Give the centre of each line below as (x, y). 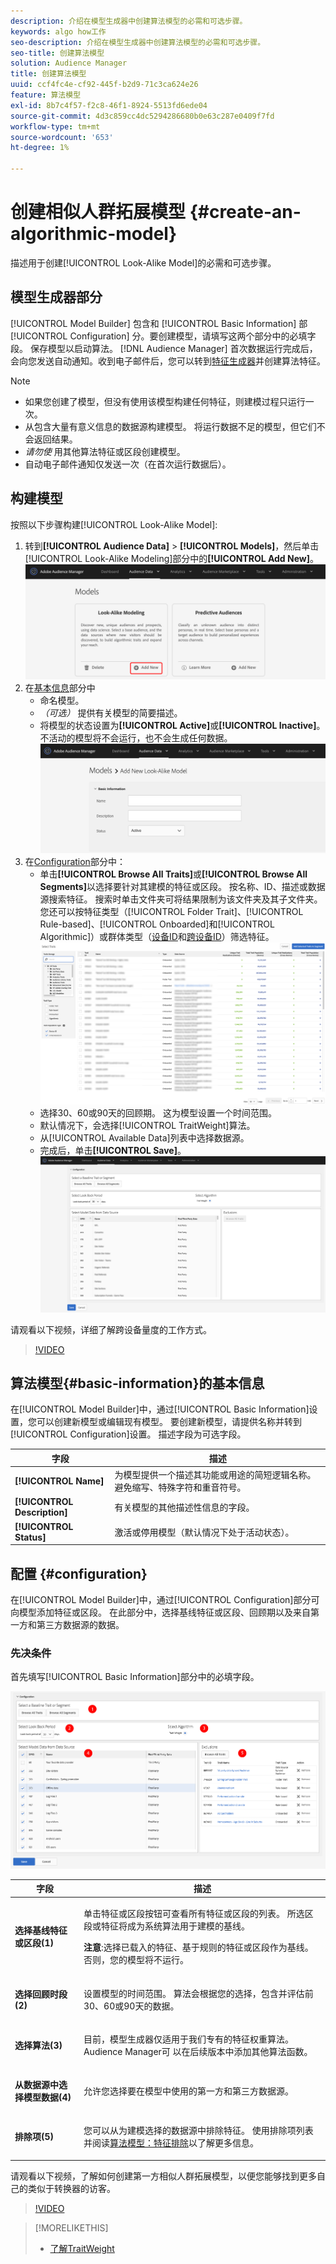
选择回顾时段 (41, 1994)
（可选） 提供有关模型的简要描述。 (111, 713)
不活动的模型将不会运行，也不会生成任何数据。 (136, 738)
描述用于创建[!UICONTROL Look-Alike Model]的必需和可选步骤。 (143, 262)
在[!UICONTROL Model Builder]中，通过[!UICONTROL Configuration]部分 (161, 1599)
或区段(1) (34, 1943)
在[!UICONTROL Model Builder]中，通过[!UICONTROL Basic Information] (160, 1409)
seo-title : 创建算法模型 (57, 53)
